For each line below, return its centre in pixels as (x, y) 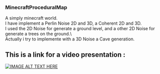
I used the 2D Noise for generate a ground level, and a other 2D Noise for (80, 29)
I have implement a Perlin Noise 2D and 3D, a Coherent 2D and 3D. (74, 23)
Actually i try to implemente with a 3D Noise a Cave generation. (70, 39)
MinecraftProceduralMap (36, 7)
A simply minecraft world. (31, 18)
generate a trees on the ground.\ (39, 34)
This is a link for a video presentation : (65, 55)
